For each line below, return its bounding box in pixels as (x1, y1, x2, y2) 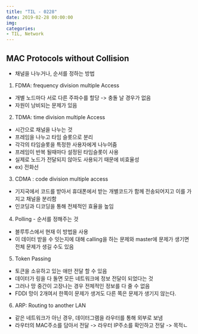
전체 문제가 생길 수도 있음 (14, 243, 75, 250)
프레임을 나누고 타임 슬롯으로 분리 (14, 133, 94, 141)
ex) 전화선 (14, 163, 39, 171)
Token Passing (14, 255, 51, 262)
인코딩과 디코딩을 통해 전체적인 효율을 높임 (14, 202, 115, 209)
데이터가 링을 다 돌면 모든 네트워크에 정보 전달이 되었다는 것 (14, 275, 154, 282)
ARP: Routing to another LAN (14, 302, 86, 309)
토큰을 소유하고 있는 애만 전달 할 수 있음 (14, 267, 107, 274)
